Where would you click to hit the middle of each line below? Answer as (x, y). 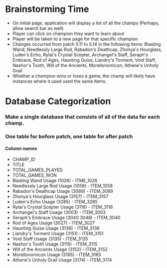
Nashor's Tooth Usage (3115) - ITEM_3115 (55, 244)
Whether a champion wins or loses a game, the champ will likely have (84, 76)
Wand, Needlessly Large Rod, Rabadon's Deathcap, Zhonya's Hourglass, (87, 49)
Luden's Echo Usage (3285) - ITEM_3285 (55, 202)
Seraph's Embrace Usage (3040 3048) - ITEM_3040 (66, 218)
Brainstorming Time (47, 9)
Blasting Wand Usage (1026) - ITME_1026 (55, 181)
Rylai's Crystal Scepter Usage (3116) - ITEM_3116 (63, 207)
